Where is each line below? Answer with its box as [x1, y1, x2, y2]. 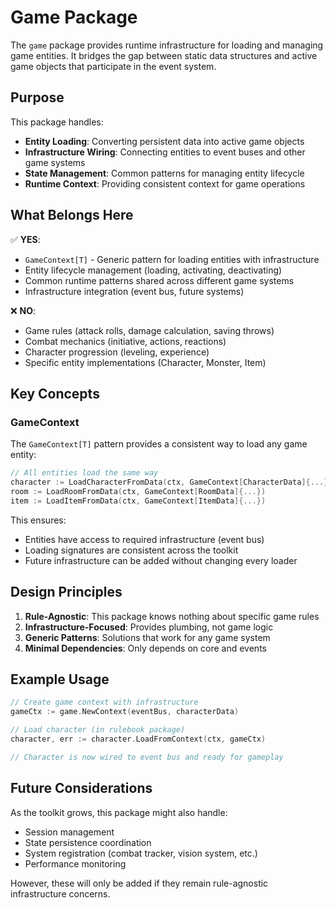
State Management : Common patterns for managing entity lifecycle [24, 167, 305, 179]
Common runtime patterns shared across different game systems [24, 274, 295, 286]
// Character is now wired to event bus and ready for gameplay [10, 752, 284, 762]
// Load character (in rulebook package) [10, 725, 186, 735]
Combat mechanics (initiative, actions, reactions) [24, 335, 227, 347]
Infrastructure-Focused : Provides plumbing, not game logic [24, 621, 274, 633]
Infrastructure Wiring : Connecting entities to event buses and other [24, 146, 306, 158]
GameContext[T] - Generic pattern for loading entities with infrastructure [24, 253, 320, 265]
